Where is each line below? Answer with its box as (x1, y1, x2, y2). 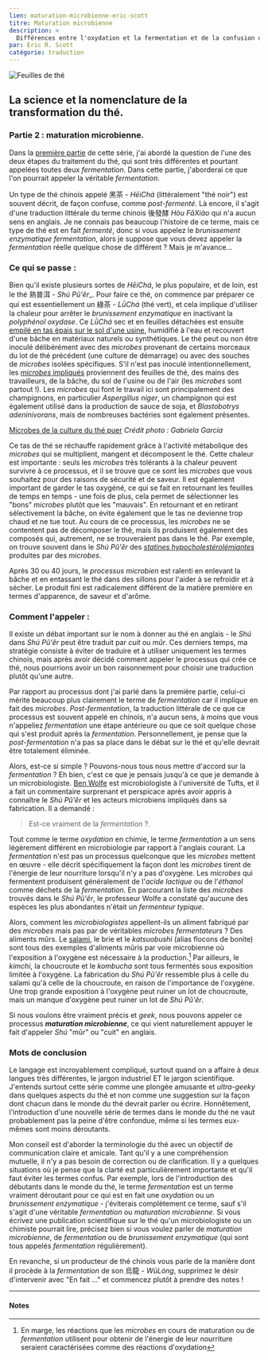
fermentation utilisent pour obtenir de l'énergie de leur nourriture (20, 1334, 233, 1344)
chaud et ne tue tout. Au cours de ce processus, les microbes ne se (9, 516, 231, 526)
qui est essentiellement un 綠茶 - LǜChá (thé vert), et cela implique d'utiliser (9, 299, 258, 309)
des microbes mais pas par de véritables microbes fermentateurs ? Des (9, 926, 243, 935)
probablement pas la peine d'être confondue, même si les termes (9, 1116, 223, 1125)
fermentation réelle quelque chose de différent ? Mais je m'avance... (9, 242, 233, 251)
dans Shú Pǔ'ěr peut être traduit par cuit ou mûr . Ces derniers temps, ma (9, 638, 248, 647)
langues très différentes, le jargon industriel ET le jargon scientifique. (9, 1074, 235, 1083)
